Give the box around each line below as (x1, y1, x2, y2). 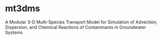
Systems (5, 29, 23, 35)
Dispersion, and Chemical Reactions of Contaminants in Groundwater (5, 24, 147, 30)
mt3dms (5, 3, 40, 14)
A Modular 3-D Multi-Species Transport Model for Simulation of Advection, (5, 19, 158, 25)
